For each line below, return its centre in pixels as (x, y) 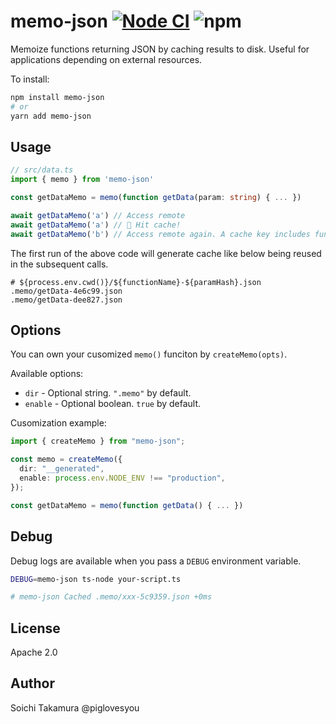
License (35, 628)
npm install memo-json (57, 97)
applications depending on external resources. (106, 59)
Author (32, 683)
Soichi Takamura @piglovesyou (75, 707)
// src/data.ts (42, 170)
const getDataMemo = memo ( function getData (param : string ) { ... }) (156, 198)
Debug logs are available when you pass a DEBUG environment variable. (156, 561)
